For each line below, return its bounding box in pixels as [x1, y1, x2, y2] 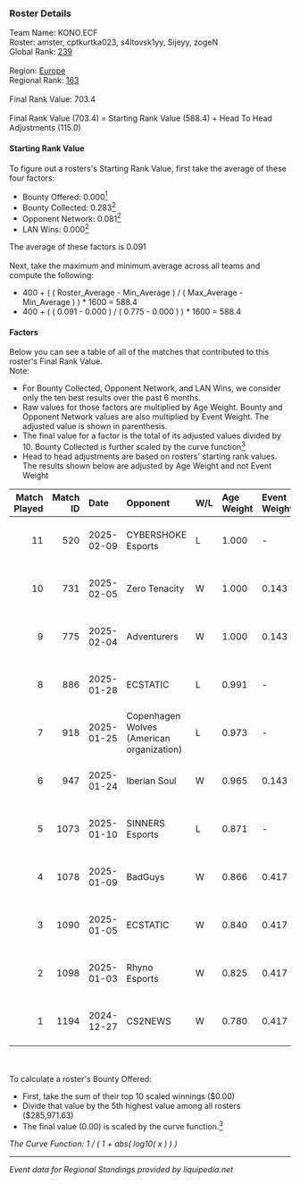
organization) [126, 743, 183, 756]
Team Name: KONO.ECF [9, 28, 98, 38]
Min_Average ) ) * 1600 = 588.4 [21, 297, 138, 308]
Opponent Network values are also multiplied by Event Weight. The [21, 411, 270, 422]
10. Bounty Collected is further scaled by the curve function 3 [21, 440, 246, 452]
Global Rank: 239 [9, 47, 73, 57]
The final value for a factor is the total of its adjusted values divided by [21, 430, 281, 441]
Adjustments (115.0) [9, 123, 82, 133]
